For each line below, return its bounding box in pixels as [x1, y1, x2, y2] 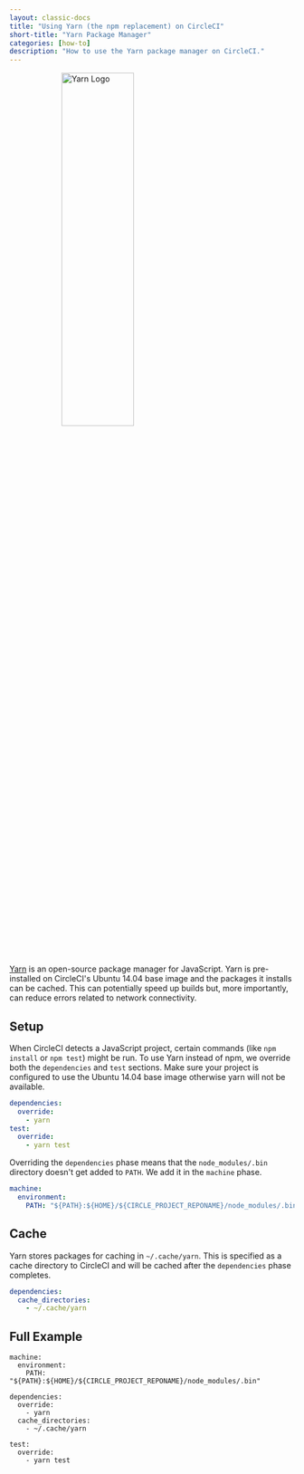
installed [9, 973, 42, 984]
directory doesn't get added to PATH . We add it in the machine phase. [9, 1167, 262, 1178]
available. [9, 1081, 45, 1092]
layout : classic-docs [9, 13, 91, 23]
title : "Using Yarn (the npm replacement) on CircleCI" [9, 22, 224, 31]
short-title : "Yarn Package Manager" [9, 30, 152, 39]
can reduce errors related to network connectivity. [9, 992, 197, 1003]
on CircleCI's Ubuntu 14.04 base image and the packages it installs [43, 973, 292, 984]
